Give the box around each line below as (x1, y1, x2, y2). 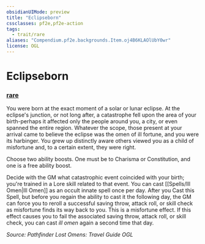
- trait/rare (12, 32, 45, 38)
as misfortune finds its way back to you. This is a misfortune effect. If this (6, 206, 192, 213)
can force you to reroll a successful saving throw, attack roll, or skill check (6, 199, 193, 207)
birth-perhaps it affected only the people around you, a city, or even (6, 118, 177, 125)
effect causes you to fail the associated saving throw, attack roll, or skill (6, 213, 187, 220)
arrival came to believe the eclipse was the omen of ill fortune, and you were (6, 131, 199, 138)
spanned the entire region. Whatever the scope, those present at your (6, 124, 182, 132)
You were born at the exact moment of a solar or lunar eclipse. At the (6, 105, 181, 112)
